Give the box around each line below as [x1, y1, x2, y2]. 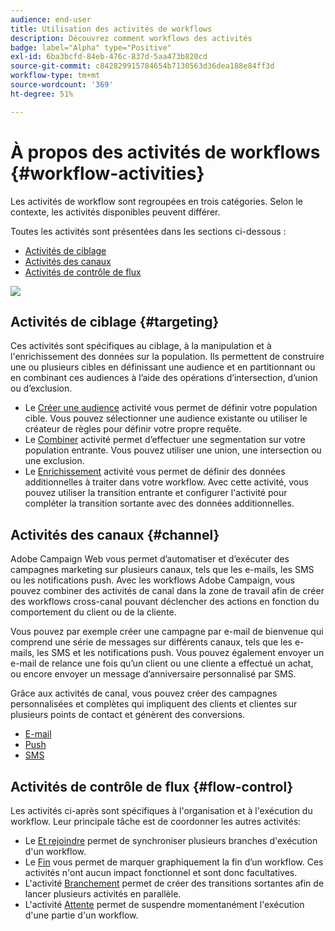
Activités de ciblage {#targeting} [10, 313, 220, 330]
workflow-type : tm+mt [10, 71, 101, 81]
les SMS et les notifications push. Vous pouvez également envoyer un [36, 647, 325, 659]
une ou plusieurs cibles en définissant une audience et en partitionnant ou [10, 361, 316, 373]
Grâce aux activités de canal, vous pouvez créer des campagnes [10, 687, 278, 700]
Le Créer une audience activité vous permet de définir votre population [24, 402, 318, 414]
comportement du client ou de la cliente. [10, 606, 177, 618]
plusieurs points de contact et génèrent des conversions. [10, 709, 246, 721]
